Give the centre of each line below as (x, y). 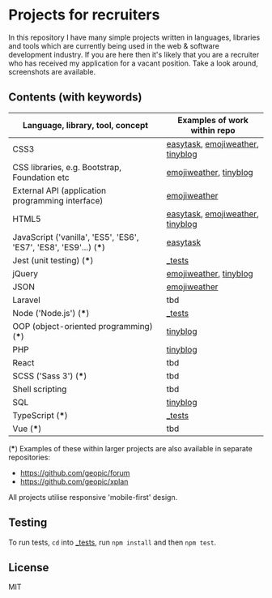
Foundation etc (41, 177)
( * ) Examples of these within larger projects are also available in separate (130, 448)
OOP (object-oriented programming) (83, 326)
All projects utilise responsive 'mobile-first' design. (93, 497)
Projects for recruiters (84, 15)
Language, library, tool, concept (85, 125)
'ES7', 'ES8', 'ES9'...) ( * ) (59, 247)
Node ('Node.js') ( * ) (51, 313)
